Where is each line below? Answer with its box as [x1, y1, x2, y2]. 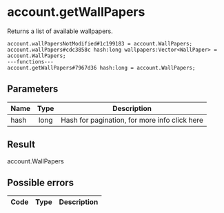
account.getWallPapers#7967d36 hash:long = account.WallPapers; [7, 64, 196, 71]
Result [7, 139, 36, 150]
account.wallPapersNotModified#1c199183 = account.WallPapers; [7, 40, 193, 47]
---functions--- [7, 58, 54, 65]
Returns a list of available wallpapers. [7, 27, 114, 35]
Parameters [7, 83, 59, 95]
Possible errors [7, 176, 74, 188]
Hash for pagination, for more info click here [61, 115, 203, 125]
